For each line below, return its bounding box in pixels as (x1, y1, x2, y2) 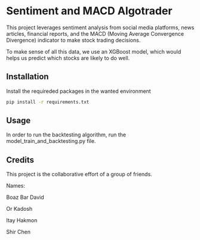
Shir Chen (6, 228, 31, 236)
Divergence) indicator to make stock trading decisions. (6, 36, 141, 43)
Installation (6, 71, 49, 82)
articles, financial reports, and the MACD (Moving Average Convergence (6, 30, 184, 37)
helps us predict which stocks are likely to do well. (6, 54, 130, 61)
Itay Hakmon (6, 217, 38, 224)
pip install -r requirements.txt (6, 99, 90, 105)
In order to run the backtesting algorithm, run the (6, 131, 127, 138)
